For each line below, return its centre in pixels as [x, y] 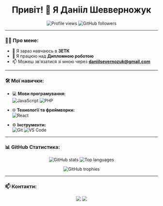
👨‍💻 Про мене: [22, 40]
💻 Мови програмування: [39, 94]
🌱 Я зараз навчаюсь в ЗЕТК [41, 51]
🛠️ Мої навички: [24, 81]
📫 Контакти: [21, 186]
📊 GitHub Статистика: [33, 147]
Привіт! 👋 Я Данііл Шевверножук [81, 10]
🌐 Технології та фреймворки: [43, 110]
